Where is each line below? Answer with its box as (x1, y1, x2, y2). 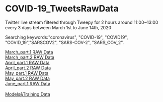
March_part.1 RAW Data (5, 49, 53, 55)
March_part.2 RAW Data (5, 54, 55, 60)
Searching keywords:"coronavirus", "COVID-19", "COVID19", (5, 34, 128, 40)
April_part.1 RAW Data (5, 59, 50, 65)
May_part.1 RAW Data (5, 70, 49, 76)
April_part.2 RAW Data (5, 65, 51, 71)
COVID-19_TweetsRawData (5, 3, 119, 14)
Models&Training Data (5, 91, 51, 97)
